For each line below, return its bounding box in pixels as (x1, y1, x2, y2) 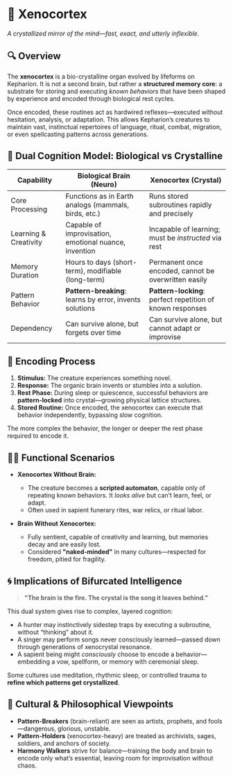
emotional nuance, (65, 237, 126, 247)
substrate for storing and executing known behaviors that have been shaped (7, 87, 226, 95)
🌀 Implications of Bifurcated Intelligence (7, 575, 182, 587)
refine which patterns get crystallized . (7, 678, 120, 687)
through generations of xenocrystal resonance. (17, 643, 153, 651)
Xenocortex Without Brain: (17, 471, 96, 479)
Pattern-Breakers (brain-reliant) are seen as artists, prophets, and (17, 717, 207, 725)
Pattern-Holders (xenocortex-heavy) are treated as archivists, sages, (17, 731, 216, 740)
